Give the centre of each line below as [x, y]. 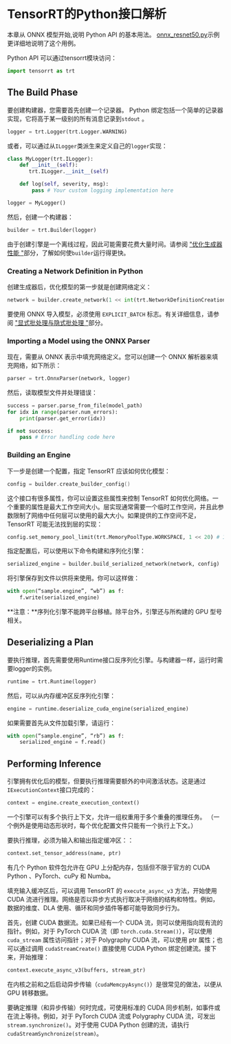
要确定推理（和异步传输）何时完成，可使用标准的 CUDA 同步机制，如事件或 [114, 1007]
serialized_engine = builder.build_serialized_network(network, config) [113, 564]
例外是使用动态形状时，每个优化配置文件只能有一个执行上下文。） [105, 826]
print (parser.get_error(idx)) [63, 418]
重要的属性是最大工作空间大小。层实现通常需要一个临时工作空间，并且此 [115, 506]
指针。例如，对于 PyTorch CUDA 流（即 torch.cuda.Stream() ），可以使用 [110, 931]
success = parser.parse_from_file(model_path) [75, 405]
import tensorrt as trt [41, 71]
